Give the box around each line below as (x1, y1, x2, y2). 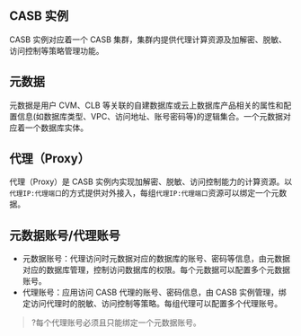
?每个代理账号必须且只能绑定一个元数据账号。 (31, 317, 201, 328)
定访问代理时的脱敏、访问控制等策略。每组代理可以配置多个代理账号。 (22, 298, 283, 309)
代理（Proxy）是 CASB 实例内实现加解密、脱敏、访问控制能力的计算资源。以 (9, 176, 293, 187)
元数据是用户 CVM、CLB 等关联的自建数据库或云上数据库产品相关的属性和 (9, 100, 284, 111)
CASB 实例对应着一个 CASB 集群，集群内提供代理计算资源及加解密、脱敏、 (9, 34, 288, 45)
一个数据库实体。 (24, 122, 88, 133)
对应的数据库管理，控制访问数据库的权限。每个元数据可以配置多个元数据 (22, 264, 290, 276)
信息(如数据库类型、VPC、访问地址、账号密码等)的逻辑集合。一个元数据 (16, 111, 284, 121)
